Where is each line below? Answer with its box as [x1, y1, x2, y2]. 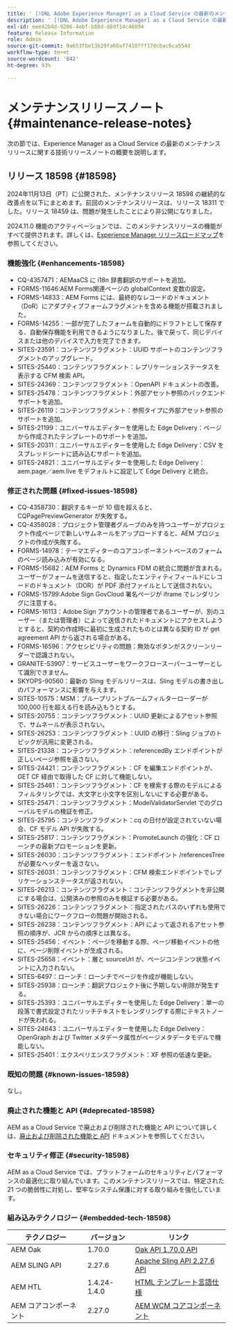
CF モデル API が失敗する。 [29, 825, 107, 833]
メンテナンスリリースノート [7, 100, 165, 115]
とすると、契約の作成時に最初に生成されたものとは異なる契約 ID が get [17, 624, 220, 633]
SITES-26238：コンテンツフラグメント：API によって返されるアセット [17, 920, 218, 928]
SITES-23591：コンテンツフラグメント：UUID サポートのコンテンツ [17, 345, 212, 353]
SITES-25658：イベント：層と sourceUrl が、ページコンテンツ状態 [17, 955, 209, 963]
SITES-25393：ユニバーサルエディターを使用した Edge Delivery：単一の [17, 998, 225, 1007]
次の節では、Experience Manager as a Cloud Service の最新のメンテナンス [7, 139, 221, 147]
